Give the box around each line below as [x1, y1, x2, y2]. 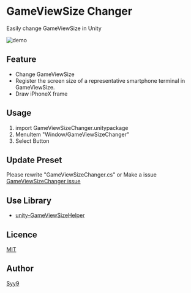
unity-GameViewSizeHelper [15, 211, 85, 219]
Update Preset [6, 154, 62, 165]
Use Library [6, 195, 52, 206]
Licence [6, 229, 38, 240]
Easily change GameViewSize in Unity [6, 25, 102, 32]
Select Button [15, 137, 50, 145]
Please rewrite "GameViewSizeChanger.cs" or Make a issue [6, 171, 157, 178]
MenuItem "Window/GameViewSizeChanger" [15, 131, 130, 138]
